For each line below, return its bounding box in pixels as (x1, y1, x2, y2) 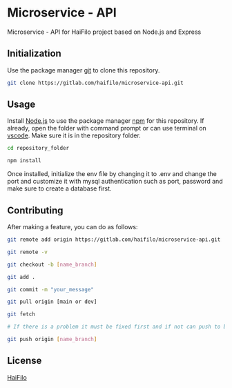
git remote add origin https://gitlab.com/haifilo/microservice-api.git (7, 236, 221, 243)
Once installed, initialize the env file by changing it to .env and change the (7, 170, 217, 178)
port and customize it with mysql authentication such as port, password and (7, 177, 223, 186)
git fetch (7, 311, 36, 318)
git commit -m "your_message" (7, 286, 95, 293)
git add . (7, 273, 36, 280)
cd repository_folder (7, 145, 70, 152)
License (7, 355, 42, 367)
